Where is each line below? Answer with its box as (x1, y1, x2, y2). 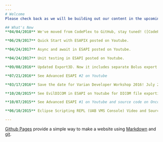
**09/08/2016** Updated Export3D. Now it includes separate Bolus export (5, 64, 158, 70)
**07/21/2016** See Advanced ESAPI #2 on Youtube (5, 73, 108, 78)
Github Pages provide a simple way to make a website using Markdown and (5, 126, 156, 132)
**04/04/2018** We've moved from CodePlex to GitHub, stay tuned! (5, 30, 142, 35)
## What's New (5, 25, 34, 30)
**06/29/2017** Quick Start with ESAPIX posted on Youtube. (5, 38, 130, 43)
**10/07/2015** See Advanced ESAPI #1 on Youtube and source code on (5, 100, 149, 105)
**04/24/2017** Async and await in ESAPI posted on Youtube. (5, 47, 131, 52)
